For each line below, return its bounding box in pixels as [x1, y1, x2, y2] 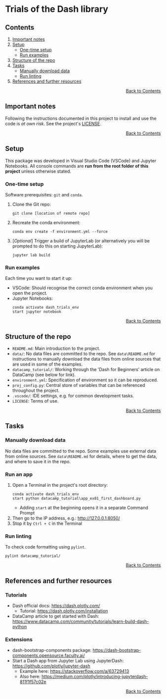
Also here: [19, 674, 41, 680]
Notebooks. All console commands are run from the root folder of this [5, 163, 149, 169]
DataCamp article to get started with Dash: [12, 613, 99, 619]
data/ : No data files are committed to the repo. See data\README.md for [12, 351, 156, 357]
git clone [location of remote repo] [12, 211, 90, 216]
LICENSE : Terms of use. [12, 398, 59, 404]
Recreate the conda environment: [12, 219, 81, 226]
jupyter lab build [12, 252, 50, 258]
